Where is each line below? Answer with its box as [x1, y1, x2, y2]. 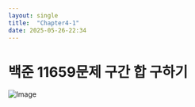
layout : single [8, 11, 59, 20]
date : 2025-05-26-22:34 [8, 26, 87, 34]
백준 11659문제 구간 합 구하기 [8, 63, 189, 81]
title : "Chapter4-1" [8, 19, 80, 27]
